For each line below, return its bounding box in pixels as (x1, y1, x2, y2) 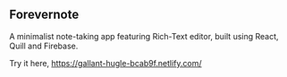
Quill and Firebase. (9, 40, 79, 51)
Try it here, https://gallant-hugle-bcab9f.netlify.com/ (9, 57, 203, 68)
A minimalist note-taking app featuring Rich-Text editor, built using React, (9, 30, 279, 41)
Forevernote (9, 7, 80, 22)
